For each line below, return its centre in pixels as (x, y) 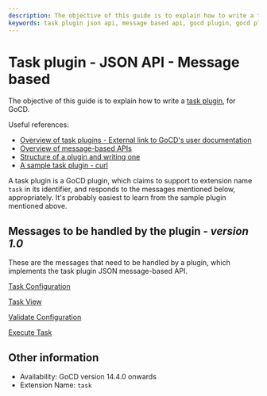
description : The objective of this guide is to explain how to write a (131, 15)
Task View (25, 302)
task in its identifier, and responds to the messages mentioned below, (122, 189)
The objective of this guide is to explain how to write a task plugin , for (122, 101)
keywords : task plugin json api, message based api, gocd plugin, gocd (129, 23)
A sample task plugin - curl (64, 165)
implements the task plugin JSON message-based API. (98, 271)
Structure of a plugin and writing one (80, 157)
